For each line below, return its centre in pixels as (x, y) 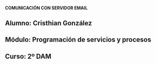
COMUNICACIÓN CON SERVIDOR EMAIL (46, 8)
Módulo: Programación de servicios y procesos (78, 40)
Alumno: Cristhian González (49, 23)
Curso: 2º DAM (28, 56)
